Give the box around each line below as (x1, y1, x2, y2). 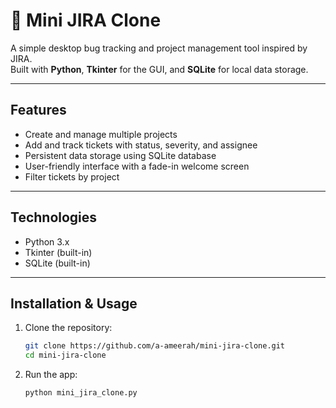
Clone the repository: (24, 322, 113, 334)
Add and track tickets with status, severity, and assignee (24, 139, 258, 151)
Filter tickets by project (24, 170, 120, 183)
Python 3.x (24, 235, 70, 248)
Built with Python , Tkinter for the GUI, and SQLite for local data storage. (10, 63, 309, 75)
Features (10, 102, 67, 119)
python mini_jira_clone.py (24, 388, 138, 398)
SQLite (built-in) (24, 257, 91, 269)
